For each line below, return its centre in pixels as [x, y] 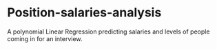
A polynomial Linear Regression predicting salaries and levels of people [108, 32]
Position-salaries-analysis [84, 13]
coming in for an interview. [45, 38]
